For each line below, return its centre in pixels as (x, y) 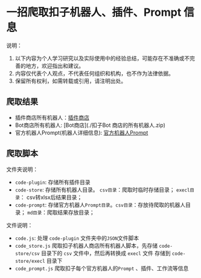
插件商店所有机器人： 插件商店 (52, 117)
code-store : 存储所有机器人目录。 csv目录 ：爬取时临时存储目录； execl (102, 189)
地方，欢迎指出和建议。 (55, 66)
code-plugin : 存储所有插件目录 (53, 182)
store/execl (30, 261)
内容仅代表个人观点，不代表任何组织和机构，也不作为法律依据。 (94, 73)
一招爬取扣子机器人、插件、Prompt (94, 12)
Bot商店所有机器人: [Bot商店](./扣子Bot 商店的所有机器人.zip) (90, 125)
